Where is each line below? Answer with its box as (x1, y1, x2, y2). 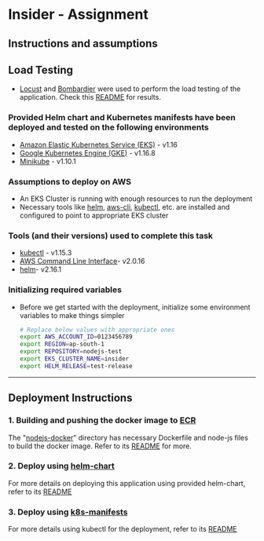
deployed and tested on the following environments (8, 122, 210, 133)
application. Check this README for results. (19, 93, 161, 102)
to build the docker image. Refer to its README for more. (8, 441, 192, 451)
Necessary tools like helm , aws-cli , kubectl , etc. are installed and (19, 202, 230, 211)
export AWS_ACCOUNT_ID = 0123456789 (19, 333, 133, 341)
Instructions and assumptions (8, 37, 159, 50)
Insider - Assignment (8, 5, 149, 24)
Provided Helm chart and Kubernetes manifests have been (8, 112, 236, 123)
